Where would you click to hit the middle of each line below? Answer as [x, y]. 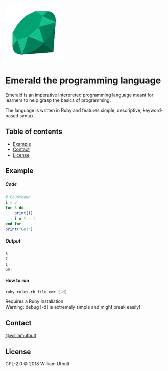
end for [14, 224]
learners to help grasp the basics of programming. [58, 100]
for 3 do [15, 208]
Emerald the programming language [83, 81]
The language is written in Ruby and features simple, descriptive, [74, 110]
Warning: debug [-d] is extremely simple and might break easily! [73, 307]
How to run [17, 280]
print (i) [24, 213]
